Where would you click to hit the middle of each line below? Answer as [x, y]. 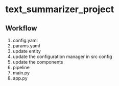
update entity [27, 51]
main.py [21, 73]
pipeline [21, 67]
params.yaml [26, 46]
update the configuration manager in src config [62, 56]
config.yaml [25, 40]
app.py [20, 78]
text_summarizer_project [60, 9]
